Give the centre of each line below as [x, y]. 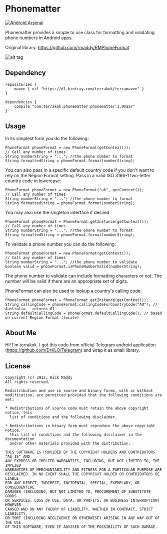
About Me [21, 332]
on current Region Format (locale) [42, 317]
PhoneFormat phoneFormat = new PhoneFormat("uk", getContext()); [74, 190]
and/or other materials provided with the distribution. [70, 444]
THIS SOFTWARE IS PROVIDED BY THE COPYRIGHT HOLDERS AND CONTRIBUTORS [80, 452]
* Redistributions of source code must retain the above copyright [77, 409]
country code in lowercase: [33, 181]
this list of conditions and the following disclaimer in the [76, 435]
